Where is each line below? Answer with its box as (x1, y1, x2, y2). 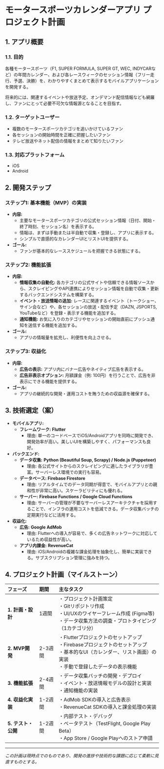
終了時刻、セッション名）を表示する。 (19, 223, 97, 230)
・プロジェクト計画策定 (58, 595, 113, 602)
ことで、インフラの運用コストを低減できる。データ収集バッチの (31, 505, 159, 511)
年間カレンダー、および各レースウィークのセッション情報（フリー (18, 71, 150, 77)
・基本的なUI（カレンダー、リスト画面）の (58, 649, 157, 656)
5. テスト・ (7, 720, 33, 727)
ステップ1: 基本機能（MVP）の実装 (5, 199, 87, 206)
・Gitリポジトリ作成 (58, 603, 104, 610)
